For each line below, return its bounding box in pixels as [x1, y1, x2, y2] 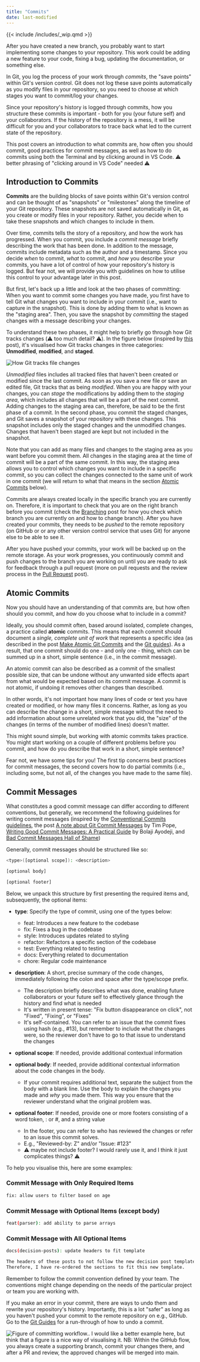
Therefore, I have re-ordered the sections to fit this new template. [6, 1264, 185, 1270]
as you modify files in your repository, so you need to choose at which [6, 85, 179, 93]
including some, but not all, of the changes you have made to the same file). [6, 770, 192, 777]
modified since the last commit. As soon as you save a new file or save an [6, 377, 187, 385]
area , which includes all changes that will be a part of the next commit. [6, 396, 180, 404]
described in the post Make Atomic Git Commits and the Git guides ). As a [6, 641, 186, 648]
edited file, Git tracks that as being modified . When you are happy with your [6, 383, 192, 391]
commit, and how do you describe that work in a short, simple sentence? [6, 745, 185, 752]
